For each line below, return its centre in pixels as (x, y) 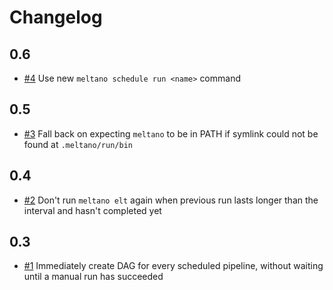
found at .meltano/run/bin (78, 144)
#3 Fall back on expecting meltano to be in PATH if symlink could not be (171, 133)
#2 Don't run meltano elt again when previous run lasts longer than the (171, 200)
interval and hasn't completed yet (92, 210)
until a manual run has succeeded (93, 277)
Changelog (56, 17)
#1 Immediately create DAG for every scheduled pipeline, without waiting (173, 266)
